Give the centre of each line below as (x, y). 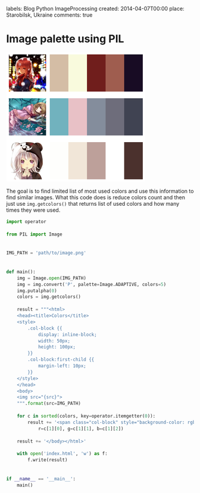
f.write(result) (48, 460)
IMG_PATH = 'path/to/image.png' (46, 253)
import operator (26, 222)
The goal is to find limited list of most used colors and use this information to (100, 191)
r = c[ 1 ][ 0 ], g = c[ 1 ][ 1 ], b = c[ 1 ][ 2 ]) (81, 428)
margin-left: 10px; (62, 366)
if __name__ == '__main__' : (41, 479)
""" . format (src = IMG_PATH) (49, 404)
